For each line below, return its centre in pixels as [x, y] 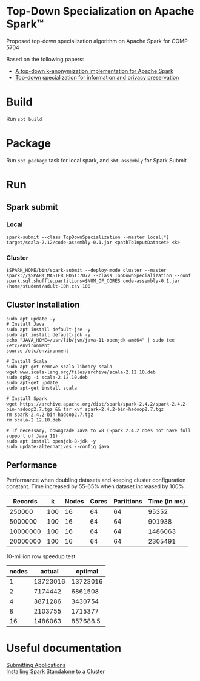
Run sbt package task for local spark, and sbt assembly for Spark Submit [96, 160]
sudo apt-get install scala [42, 388]
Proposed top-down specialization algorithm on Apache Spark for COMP [97, 41]
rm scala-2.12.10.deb [34, 420]
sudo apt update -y [31, 319]
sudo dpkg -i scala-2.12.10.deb [47, 377]
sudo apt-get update [32, 382]
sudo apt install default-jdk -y [48, 335]
